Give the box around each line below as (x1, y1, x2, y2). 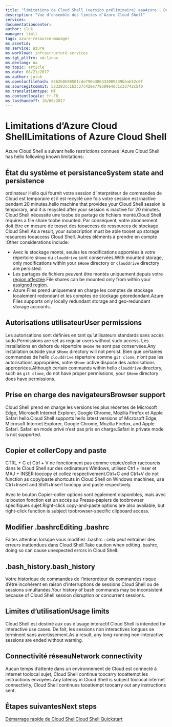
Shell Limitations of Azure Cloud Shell (5, 131, 167, 143)
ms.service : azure (5, 46, 45, 51)
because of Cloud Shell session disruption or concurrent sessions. (5, 592, 146, 598)
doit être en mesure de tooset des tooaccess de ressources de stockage (5, 223, 159, 229)
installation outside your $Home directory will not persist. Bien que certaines (5, 348, 163, 355)
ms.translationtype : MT (5, 88, 56, 94)
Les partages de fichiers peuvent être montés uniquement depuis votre (12, 271, 163, 277)
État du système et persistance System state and (5, 168, 164, 177)
